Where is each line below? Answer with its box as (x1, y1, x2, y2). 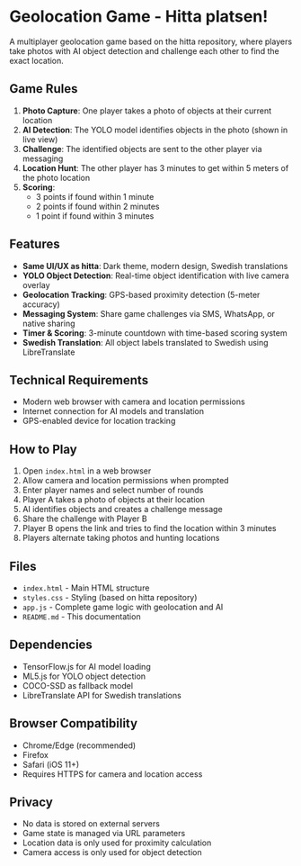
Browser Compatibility (9, 716, 137, 731)
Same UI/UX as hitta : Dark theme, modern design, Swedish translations (22, 260, 288, 271)
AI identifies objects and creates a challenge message (22, 504, 223, 515)
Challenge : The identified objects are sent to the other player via (22, 143, 262, 154)
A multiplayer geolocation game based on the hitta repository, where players (9, 36, 293, 47)
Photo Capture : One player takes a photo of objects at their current (22, 105, 272, 116)
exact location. (9, 55, 65, 66)
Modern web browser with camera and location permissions (22, 396, 245, 407)
